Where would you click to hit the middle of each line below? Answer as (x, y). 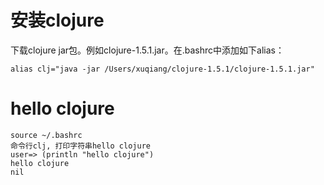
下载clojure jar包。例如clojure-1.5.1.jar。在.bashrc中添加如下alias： (147, 50)
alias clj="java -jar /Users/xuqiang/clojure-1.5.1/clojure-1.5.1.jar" (162, 69)
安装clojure (57, 20)
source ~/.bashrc (46, 135)
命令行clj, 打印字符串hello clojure (80, 146)
